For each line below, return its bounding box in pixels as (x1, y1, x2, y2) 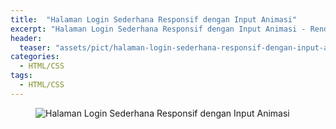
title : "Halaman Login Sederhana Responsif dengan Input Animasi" (10, 14, 298, 25)
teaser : (19, 42, 52, 53)
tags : (10, 71, 33, 81)
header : (10, 33, 43, 43)
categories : (10, 52, 60, 62)
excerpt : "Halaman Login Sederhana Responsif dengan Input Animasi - (10, 24, 307, 34)
